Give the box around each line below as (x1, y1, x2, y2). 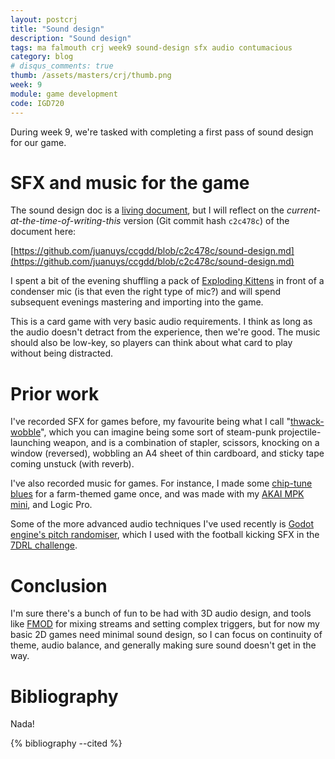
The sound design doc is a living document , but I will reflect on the (10, 204, 285, 216)
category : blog (10, 52, 74, 62)
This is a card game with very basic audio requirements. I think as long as (10, 316, 313, 328)
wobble (10, 426, 42, 438)
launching (10, 437, 52, 449)
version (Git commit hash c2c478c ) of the (123, 215, 290, 227)
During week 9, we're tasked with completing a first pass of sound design (10, 126, 314, 138)
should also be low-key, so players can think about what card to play (10, 337, 293, 349)
